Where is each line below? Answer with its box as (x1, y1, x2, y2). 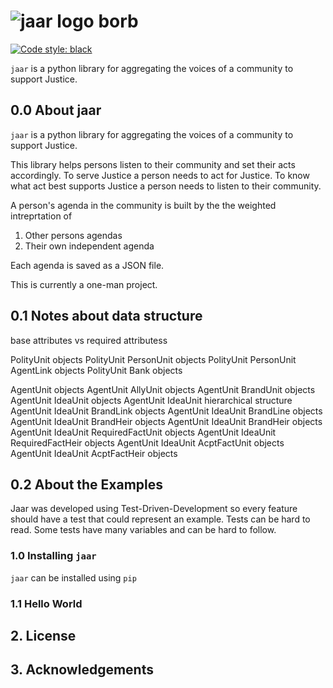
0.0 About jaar (10, 102, 102, 119)
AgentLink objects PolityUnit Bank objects (10, 364, 183, 376)
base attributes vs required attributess (10, 334, 168, 346)
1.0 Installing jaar (10, 549, 97, 563)
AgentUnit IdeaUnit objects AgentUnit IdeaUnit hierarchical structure (10, 394, 293, 406)
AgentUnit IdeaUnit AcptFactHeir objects (10, 447, 178, 459)
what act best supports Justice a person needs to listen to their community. (10, 180, 322, 192)
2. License (10, 627, 77, 644)
